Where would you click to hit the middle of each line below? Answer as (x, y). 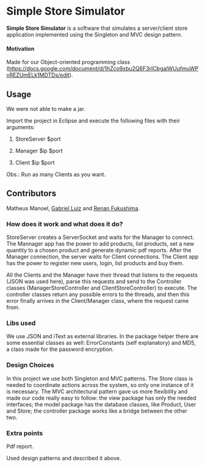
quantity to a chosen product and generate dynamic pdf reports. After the (99, 250)
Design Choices (30, 365)
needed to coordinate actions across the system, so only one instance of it (100, 385)
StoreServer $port (38, 139)
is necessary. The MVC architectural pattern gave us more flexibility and (97, 391)
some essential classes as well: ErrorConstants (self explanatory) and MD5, (101, 343)
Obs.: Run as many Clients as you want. (56, 174)
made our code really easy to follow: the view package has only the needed (101, 398)
